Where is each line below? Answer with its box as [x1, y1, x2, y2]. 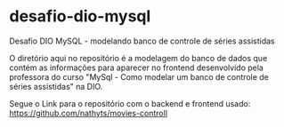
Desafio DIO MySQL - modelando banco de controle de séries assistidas [9, 36, 275, 46]
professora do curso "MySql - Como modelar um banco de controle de [9, 71, 270, 82]
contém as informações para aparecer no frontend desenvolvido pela [9, 62, 264, 73]
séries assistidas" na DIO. [9, 81, 103, 91]
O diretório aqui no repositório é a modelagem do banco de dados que [9, 52, 268, 63]
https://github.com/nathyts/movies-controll [9, 107, 167, 118]
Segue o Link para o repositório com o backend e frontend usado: [9, 98, 251, 108]
